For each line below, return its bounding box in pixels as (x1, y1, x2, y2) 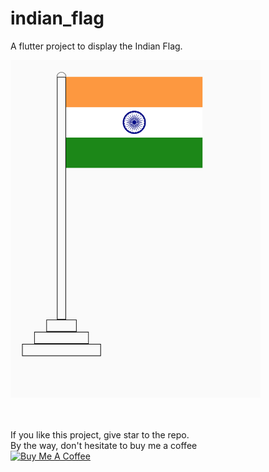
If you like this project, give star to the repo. (10, 429, 190, 441)
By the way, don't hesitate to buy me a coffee (10, 440, 198, 452)
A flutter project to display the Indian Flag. (10, 40, 183, 52)
